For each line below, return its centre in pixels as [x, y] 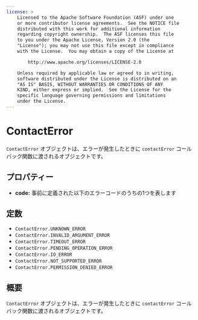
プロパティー [30, 177]
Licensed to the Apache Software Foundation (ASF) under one [95, 18]
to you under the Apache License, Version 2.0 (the [83, 40]
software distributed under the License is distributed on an [97, 79]
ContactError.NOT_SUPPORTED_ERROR [58, 261]
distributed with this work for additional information [89, 29]
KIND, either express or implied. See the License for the [94, 90]
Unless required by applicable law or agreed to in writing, [95, 73]
